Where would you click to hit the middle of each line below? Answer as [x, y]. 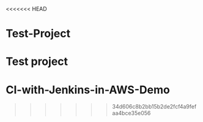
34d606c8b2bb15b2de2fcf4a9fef [154, 107]
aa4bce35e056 [131, 113]
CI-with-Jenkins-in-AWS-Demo [88, 90]
